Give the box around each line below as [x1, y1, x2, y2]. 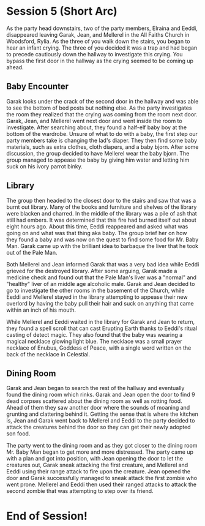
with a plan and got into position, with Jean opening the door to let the [6, 455, 184, 462]
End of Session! [6, 509, 88, 523]
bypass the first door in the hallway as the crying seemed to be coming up [6, 57, 194, 64]
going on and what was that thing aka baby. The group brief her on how [6, 229, 187, 236]
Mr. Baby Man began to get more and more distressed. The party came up [6, 448, 194, 456]
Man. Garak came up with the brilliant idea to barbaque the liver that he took [6, 242, 199, 249]
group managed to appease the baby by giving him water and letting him [6, 156, 190, 163]
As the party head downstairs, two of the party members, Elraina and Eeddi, [6, 24, 198, 32]
